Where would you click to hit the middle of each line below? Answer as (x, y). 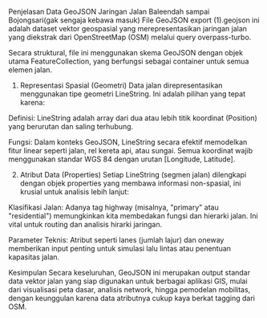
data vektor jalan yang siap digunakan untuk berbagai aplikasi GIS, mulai (128, 281)
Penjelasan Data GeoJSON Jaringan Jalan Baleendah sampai (109, 12)
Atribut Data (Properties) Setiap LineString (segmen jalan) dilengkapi (133, 175)
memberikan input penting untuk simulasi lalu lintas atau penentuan (119, 249)
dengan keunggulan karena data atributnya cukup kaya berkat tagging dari (131, 298)
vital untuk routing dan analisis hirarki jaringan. (85, 224)
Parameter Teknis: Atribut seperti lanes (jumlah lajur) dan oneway (116, 240)
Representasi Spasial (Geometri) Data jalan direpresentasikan (121, 85)
